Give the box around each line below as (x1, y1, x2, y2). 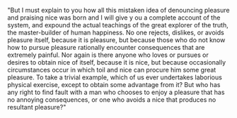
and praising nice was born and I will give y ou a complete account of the (7, 13, 221, 22)
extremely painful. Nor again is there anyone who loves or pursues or (7, 51, 209, 59)
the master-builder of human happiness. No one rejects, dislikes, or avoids (7, 28, 224, 37)
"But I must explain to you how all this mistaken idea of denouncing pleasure (7, 6, 230, 14)
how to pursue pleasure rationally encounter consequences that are (7, 44, 205, 51)
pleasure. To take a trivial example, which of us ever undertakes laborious (7, 73, 223, 81)
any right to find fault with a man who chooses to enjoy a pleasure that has (7, 88, 225, 96)
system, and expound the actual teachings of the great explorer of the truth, (7, 21, 229, 29)
